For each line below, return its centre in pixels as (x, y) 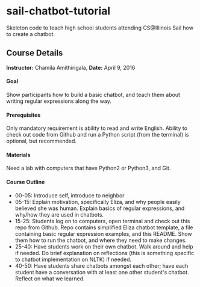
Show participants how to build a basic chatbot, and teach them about (93, 94)
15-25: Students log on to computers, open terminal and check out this (102, 221)
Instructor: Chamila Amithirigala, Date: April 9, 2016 (71, 67)
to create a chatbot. (31, 34)
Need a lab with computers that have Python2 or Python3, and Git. (89, 168)
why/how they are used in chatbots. (59, 214)
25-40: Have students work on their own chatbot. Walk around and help (104, 246)
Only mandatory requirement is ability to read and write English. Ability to (97, 128)
